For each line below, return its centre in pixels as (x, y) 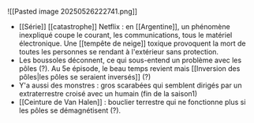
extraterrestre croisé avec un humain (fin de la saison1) (108, 93)
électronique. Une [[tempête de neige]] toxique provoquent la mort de (132, 43)
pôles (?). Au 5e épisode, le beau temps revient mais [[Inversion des (129, 69)
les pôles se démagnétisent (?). (70, 110)
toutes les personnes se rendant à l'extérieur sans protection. (118, 52)
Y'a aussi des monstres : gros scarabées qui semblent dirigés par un (130, 85)
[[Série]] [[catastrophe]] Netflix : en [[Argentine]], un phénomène (124, 26)
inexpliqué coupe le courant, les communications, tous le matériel (125, 35)
